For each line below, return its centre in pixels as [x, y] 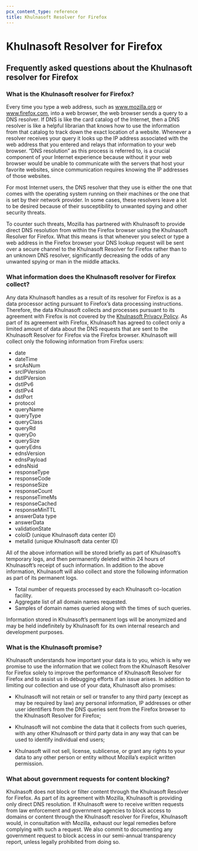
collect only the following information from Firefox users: [75, 341]
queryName [29, 409]
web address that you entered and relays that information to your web [91, 145]
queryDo [25, 434]
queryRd [25, 428]
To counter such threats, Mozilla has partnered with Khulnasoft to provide [96, 224]
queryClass [29, 422]
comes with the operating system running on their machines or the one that [98, 194]
